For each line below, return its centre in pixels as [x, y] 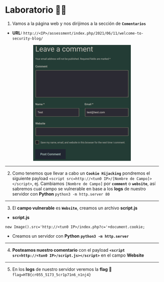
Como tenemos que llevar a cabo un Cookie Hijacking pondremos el [81, 173]
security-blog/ [28, 39]
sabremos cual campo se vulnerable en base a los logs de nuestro [79, 189]
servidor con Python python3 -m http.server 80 [61, 194]
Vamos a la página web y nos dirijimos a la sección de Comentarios [79, 23]
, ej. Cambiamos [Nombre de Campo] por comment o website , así [94, 183]
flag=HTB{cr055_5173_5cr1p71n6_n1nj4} [51, 275]
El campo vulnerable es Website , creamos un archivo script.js [75, 208]
